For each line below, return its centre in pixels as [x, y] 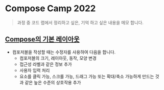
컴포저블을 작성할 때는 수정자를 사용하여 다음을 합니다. [64, 52]
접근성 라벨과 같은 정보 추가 [46, 64]
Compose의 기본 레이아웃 [42, 39]
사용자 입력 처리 [35, 70]
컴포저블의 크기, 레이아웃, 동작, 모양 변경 [58, 58]
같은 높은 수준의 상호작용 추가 [53, 82]
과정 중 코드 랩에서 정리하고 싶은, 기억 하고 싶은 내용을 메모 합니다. [80, 22]
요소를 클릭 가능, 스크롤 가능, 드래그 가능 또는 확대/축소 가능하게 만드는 [87, 76]
